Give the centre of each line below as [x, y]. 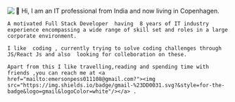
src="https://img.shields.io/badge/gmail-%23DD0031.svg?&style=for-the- [116, 85]
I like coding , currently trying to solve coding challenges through [114, 49]
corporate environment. [42, 36]
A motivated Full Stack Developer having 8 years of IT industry [108, 24]
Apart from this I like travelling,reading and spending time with [108, 67]
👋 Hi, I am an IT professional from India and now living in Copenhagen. [118, 11]
